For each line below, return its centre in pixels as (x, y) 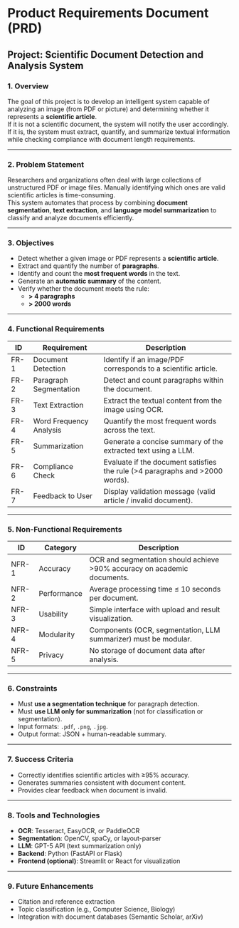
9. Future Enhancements (51, 886)
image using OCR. (133, 409)
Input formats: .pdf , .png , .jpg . (63, 727)
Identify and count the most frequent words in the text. (99, 274)
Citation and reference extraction (66, 902)
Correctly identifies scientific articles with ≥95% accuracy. (103, 775)
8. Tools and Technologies (54, 815)
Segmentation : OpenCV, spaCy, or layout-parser (89, 838)
